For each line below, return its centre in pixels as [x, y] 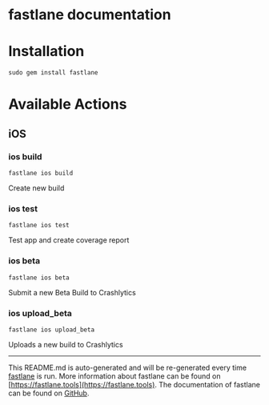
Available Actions [68, 104]
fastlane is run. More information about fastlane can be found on [114, 376]
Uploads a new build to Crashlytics [66, 344]
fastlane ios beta [39, 278]
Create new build [36, 188]
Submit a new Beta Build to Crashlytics [72, 292]
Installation [46, 52]
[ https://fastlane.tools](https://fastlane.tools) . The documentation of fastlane [134, 384]
